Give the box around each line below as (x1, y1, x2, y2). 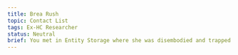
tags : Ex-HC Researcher (7, 24, 78, 31)
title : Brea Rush (7, 10, 59, 18)
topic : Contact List (7, 17, 69, 24)
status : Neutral (7, 30, 56, 38)
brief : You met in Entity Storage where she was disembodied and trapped (7, 37, 232, 44)
